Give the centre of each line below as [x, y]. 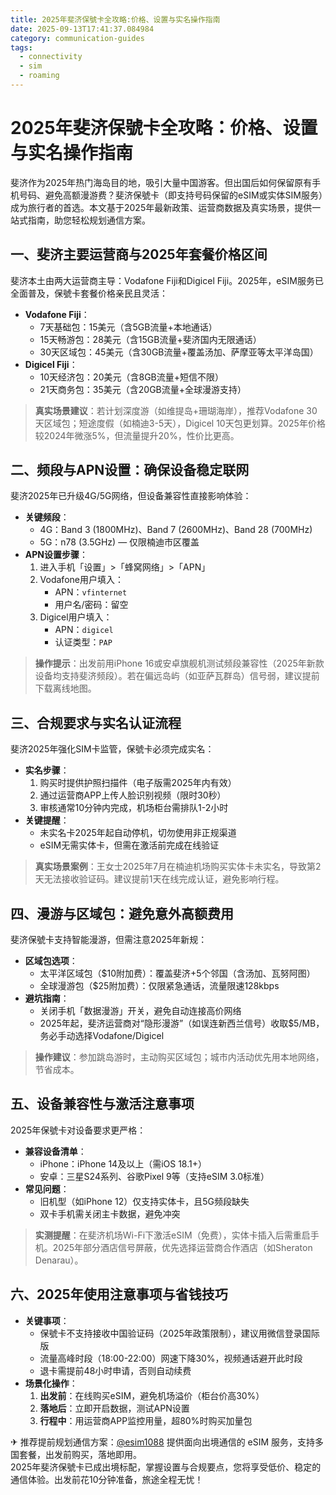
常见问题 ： [47, 1188]
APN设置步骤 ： [56, 555]
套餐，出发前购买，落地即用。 [80, 1454]
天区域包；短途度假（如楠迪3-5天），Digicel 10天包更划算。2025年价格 [180, 423]
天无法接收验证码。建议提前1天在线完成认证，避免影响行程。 [159, 879]
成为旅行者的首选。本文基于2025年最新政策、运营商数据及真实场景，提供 [161, 207]
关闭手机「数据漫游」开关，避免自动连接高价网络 [140, 1011]
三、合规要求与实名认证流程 [96, 722]
